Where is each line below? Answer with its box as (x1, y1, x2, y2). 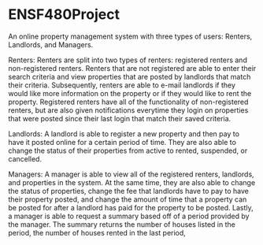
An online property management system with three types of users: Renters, (8, 32, 253, 41)
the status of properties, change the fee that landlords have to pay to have (8, 186, 250, 195)
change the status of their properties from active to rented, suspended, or (8, 146, 248, 155)
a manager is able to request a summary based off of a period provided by (8, 211, 250, 221)
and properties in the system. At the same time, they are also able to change (8, 177, 256, 187)
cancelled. (8, 154, 42, 163)
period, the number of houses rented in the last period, (8, 228, 187, 237)
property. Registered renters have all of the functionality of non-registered (8, 97, 249, 106)
